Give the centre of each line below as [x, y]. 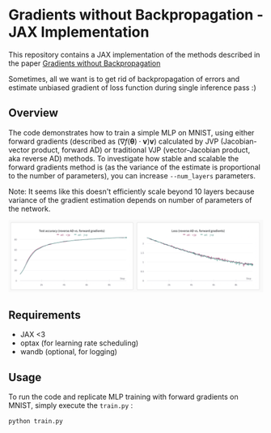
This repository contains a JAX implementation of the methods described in [134, 54]
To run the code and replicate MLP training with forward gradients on [123, 397]
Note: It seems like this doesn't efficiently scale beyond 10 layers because [131, 191]
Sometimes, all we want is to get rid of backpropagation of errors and [124, 79]
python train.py [36, 422]
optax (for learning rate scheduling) [79, 343]
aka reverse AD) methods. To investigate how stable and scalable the [124, 158]
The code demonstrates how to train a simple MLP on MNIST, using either [131, 132]
